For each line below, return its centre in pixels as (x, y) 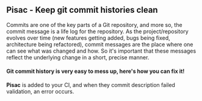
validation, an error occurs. (40, 92)
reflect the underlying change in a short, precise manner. (78, 57)
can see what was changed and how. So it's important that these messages (101, 51)
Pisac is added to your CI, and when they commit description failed (91, 85)
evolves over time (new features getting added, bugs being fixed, (88, 38)
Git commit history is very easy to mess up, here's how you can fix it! (96, 71)
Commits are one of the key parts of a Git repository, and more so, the (94, 24)
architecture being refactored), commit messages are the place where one (100, 44)
